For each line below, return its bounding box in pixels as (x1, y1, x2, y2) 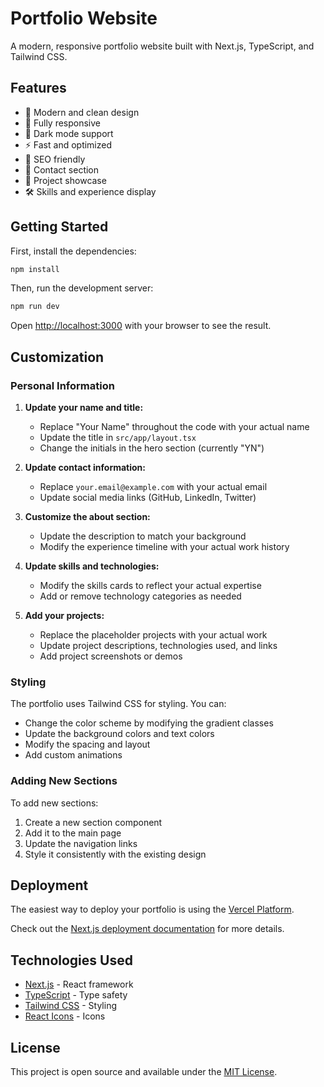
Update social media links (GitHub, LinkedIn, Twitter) (39, 492, 257, 503)
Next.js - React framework (24, 978, 134, 991)
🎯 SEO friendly (24, 153, 86, 165)
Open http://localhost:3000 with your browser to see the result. (10, 320, 272, 332)
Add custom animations (24, 749, 123, 761)
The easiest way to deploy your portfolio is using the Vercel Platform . (10, 903, 295, 916)
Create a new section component (24, 816, 163, 828)
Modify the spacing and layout (24, 738, 151, 751)
